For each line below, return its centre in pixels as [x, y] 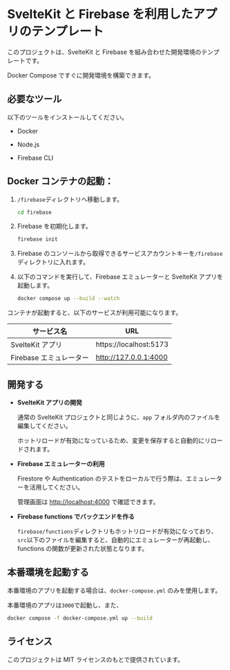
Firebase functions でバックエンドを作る [76, 517]
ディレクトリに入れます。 [53, 262]
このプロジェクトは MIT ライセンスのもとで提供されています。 [96, 659]
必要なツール [35, 99]
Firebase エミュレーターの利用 [61, 464]
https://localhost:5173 [132, 344]
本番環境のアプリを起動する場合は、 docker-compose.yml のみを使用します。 [114, 590]
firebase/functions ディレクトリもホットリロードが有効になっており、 [117, 531]
